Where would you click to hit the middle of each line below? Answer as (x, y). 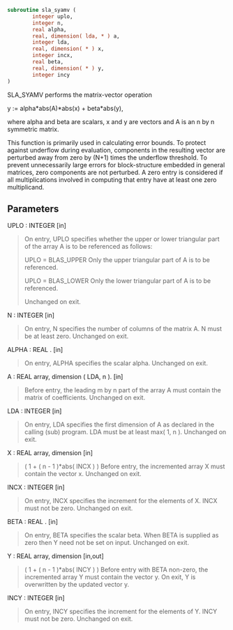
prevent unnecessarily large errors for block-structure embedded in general (116, 164)
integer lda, (51, 43)
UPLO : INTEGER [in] (37, 226)
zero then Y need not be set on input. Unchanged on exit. (107, 543)
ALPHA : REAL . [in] (35, 350)
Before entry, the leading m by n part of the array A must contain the (122, 390)
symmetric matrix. (33, 129)
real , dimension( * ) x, (68, 49)
